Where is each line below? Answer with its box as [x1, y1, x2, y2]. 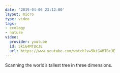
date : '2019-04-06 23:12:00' [5, 7, 65, 12]
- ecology [5, 26, 26, 31]
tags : [5, 21, 16, 26]
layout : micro [5, 12, 34, 17]
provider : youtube [9, 39, 48, 44]
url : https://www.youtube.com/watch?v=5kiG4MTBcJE [9, 48, 116, 53]
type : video [5, 16, 30, 21]
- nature [5, 30, 23, 35]
